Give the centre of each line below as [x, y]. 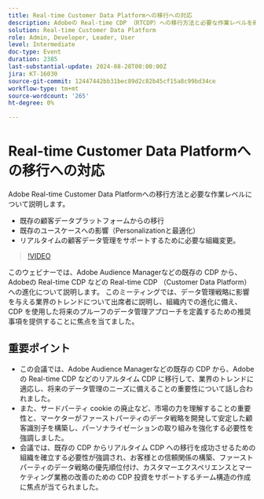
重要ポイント [39, 349]
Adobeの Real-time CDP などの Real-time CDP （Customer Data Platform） [130, 282]
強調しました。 [44, 438]
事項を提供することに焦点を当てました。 [73, 321]
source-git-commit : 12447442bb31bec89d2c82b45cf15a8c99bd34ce [112, 81]
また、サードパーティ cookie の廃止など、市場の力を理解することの [128, 408]
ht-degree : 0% [31, 103]
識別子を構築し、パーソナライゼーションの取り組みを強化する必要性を [140, 427]
